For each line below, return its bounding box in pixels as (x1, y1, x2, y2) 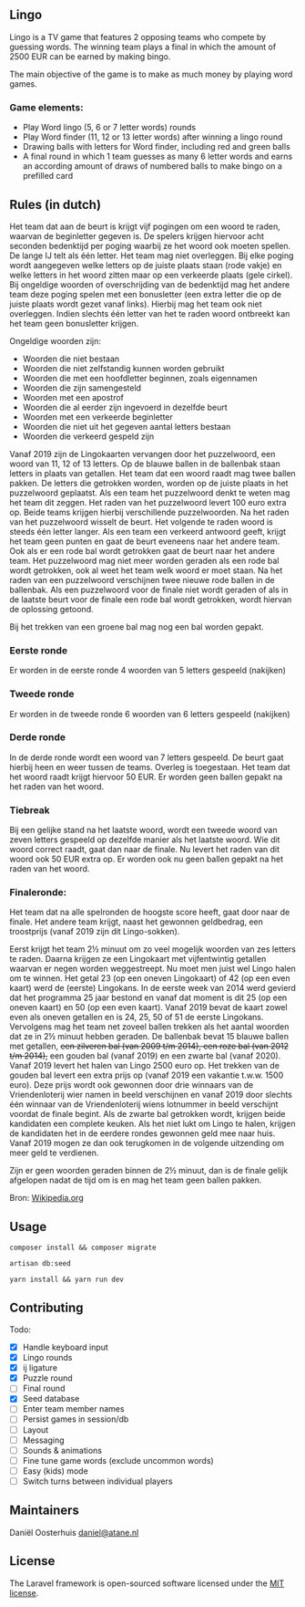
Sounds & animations (22, 1445, 103, 1456)
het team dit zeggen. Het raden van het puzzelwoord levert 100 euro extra (9, 496, 287, 507)
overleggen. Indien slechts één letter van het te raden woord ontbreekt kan (9, 308, 290, 318)
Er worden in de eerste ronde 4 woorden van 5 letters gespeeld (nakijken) (9, 665, 287, 676)
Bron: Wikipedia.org (9, 1193, 84, 1204)
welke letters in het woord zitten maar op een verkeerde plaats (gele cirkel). (9, 269, 293, 280)
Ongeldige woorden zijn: (9, 335, 102, 346)
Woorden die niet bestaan (22, 353, 120, 364)
